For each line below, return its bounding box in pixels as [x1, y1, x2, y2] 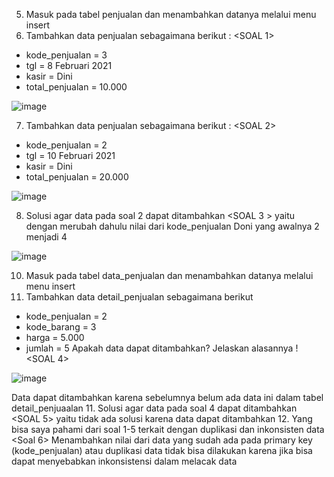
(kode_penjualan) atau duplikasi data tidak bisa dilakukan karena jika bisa [11, 445, 313, 456]
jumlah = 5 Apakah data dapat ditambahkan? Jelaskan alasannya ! [25, 342, 299, 354]
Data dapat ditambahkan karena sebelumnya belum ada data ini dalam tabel [11, 392, 324, 403]
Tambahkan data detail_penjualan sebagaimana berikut [25, 291, 254, 303]
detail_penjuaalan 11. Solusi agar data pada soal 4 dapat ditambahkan [11, 402, 298, 414]
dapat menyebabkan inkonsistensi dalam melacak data [11, 455, 238, 467]
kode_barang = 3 [25, 321, 97, 333]
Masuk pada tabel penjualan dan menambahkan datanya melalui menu [25, 9, 317, 20]
